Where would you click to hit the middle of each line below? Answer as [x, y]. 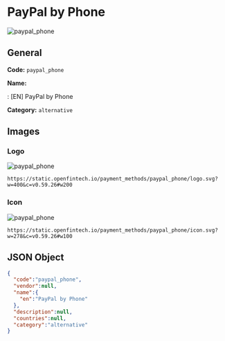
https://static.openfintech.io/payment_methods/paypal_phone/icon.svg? [112, 230]
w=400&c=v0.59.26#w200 [40, 185]
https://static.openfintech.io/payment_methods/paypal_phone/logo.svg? [112, 179]
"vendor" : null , [35, 286]
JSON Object [36, 258]
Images [24, 132]
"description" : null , [43, 312]
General [25, 53]
